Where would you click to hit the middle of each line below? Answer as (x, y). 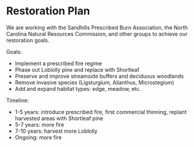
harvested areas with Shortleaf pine (59, 118)
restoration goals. (28, 40)
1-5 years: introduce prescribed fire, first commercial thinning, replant (101, 112)
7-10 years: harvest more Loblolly (56, 131)
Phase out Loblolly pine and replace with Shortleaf (77, 69)
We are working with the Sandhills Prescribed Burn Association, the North (97, 27)
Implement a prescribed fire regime (58, 63)
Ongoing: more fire (38, 137)
